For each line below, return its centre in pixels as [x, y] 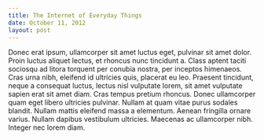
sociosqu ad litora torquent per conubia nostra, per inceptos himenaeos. [125, 69]
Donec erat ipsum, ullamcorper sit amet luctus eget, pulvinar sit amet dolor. [130, 53]
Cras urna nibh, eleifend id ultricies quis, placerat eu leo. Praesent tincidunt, [131, 77]
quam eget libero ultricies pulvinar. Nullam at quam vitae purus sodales [123, 102]
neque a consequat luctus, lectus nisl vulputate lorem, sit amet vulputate [125, 86]
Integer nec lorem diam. [47, 127]
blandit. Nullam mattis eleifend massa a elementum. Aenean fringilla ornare [130, 111]
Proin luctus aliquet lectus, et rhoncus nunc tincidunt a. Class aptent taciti [127, 61]
